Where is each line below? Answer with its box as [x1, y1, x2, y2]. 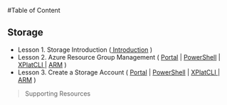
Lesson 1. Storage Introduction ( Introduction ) [17, 45, 153, 54]
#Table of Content [7, 6, 60, 14]
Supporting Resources [24, 89, 91, 98]
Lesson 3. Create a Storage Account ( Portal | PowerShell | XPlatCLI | [17, 67, 221, 77]
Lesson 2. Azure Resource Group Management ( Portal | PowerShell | [17, 52, 221, 61]
